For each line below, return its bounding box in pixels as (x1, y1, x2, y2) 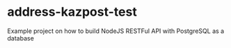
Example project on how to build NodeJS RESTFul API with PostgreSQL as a (7, 27, 225, 35)
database (7, 34, 35, 42)
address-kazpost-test (7, 4, 137, 20)
